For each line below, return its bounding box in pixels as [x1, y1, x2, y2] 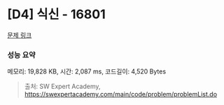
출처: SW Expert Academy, [24, 82, 101, 91]
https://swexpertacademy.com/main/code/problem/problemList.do [24, 90, 218, 99]
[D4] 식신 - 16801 [7, 6, 106, 22]
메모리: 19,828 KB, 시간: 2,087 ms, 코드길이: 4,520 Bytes [7, 67, 167, 76]
